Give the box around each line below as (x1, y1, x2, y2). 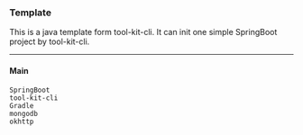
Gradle (9, 101, 34, 110)
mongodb (9, 109, 39, 118)
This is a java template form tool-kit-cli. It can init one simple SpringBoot (9, 27, 278, 38)
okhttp (9, 117, 34, 126)
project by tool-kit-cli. (9, 36, 90, 47)
